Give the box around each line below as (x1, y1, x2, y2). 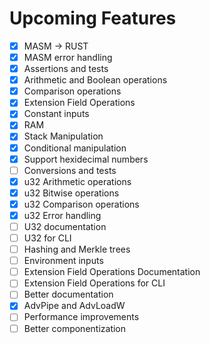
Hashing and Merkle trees (23, 243, 131, 256)
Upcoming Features (9, 7, 177, 30)
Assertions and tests (23, 63, 109, 75)
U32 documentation (23, 220, 107, 232)
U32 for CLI (23, 232, 72, 244)
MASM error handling (23, 52, 113, 63)
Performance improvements (23, 311, 140, 323)
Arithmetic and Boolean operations (23, 74, 168, 86)
